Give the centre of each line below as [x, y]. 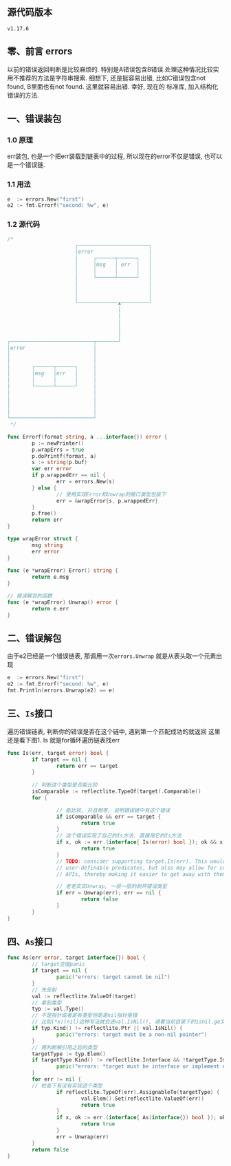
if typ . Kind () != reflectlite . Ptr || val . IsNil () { [108, 1028]
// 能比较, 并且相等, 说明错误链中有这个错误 [113, 810]
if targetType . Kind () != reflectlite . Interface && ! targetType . [126, 1060]
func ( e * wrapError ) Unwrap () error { [63, 602]
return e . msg [51, 577]
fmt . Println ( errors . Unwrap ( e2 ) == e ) [61, 691]
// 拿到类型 [47, 1002]
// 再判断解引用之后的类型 [65, 1047]
